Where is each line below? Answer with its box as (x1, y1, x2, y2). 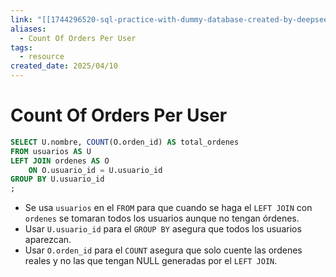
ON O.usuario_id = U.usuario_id (28, 165, 163, 175)
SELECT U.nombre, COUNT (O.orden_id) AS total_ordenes (10, 137, 240, 147)
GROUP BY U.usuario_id (10, 174, 105, 185)
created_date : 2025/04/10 (10, 61, 118, 71)
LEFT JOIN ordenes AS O (10, 156, 110, 166)
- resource (19, 52, 65, 62)
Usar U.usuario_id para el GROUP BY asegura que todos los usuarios (24, 223, 302, 235)
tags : (10, 42, 33, 53)
